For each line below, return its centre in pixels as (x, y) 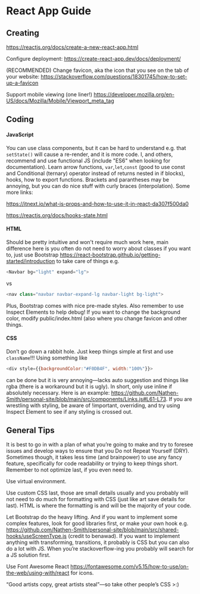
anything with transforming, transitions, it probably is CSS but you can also (98, 542)
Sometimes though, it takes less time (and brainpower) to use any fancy (94, 457)
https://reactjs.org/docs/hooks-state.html (57, 215)
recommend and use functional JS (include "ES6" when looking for (88, 160)
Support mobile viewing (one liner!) (49, 94)
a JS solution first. (28, 555)
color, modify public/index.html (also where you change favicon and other (97, 318)
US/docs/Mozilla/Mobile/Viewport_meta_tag (60, 101)
